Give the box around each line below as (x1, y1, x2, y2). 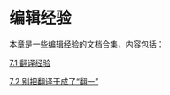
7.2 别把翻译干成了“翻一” (9, 76, 99, 86)
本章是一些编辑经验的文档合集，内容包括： (9, 39, 165, 49)
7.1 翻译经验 (9, 57, 51, 68)
